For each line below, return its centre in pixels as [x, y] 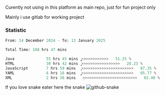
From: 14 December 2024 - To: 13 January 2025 [55, 41]
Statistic [16, 30]
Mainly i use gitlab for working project [45, 17]
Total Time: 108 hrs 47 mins [36, 50]
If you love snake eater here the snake [45, 87]
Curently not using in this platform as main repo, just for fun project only [80, 7]
